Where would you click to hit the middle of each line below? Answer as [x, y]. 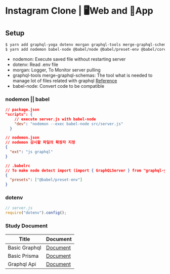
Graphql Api [22, 264]
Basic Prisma [23, 256]
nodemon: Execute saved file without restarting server [69, 59]
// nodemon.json [22, 138]
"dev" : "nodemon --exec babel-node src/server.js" [69, 124]
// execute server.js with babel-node [55, 119]
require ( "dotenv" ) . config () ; [36, 213]
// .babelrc [18, 166]
